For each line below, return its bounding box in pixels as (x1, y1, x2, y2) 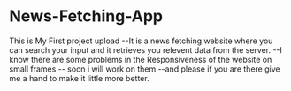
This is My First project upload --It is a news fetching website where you (9, 35, 273, 46)
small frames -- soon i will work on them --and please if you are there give (9, 64, 280, 74)
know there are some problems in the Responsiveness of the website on (9, 54, 272, 64)
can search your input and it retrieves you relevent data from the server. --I (9, 44, 283, 55)
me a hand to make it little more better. (9, 72, 149, 83)
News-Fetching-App (9, 6, 164, 27)
